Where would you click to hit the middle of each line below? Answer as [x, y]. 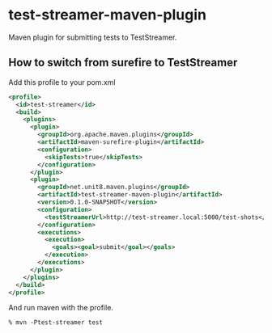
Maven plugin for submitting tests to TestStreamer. [93, 37]
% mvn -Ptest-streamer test [56, 322]
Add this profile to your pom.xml [62, 82]
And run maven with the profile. [61, 308]
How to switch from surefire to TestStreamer [123, 63]
